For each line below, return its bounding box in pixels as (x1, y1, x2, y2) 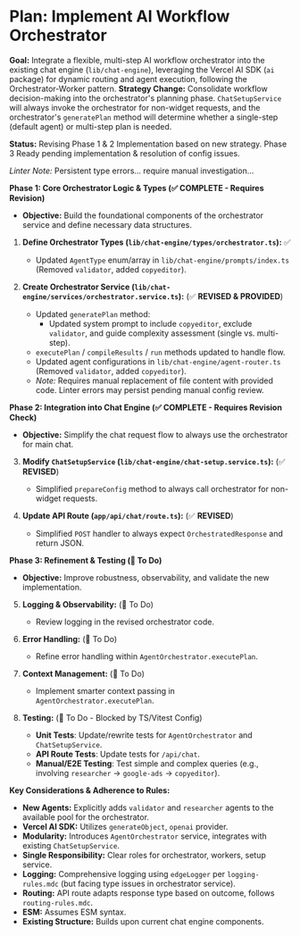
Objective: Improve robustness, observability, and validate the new (21, 572, 270, 582)
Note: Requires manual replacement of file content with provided (35, 375, 274, 386)
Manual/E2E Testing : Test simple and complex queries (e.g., (35, 757, 259, 769)
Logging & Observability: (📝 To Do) (21, 598, 154, 609)
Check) (9, 412, 37, 422)
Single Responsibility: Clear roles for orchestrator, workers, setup (21, 849, 266, 860)
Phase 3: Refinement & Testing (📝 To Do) (9, 555, 162, 565)
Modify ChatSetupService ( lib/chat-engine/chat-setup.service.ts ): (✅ (21, 455, 286, 466)
